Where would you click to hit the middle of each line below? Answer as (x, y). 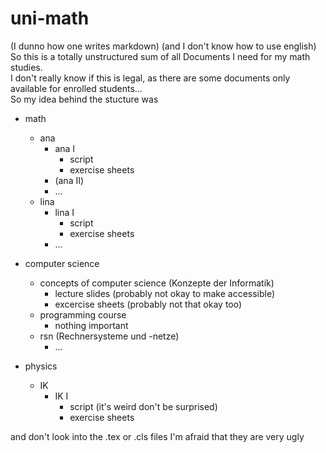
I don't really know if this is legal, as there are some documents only (150, 78)
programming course (83, 314)
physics (41, 366)
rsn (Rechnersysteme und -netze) (109, 336)
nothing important (91, 325)
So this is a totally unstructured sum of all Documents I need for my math (160, 56)
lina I (64, 212)
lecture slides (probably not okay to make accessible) (165, 293)
